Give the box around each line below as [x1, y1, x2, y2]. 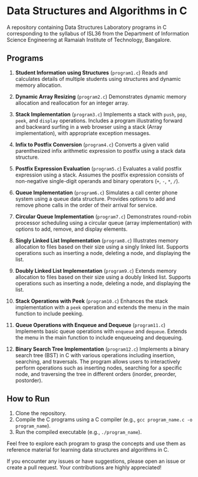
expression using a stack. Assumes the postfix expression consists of [15, 171, 184, 178]
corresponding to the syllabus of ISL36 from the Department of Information [6, 30, 189, 37]
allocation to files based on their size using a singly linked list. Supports [15, 243, 189, 250]
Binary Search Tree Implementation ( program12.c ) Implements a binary [15, 345, 189, 352]
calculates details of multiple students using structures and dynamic [15, 75, 181, 82]
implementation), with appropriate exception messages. [15, 129, 151, 136]
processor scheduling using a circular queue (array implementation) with [15, 219, 192, 226]
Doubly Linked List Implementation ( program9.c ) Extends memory [15, 267, 177, 274]
